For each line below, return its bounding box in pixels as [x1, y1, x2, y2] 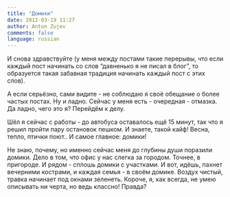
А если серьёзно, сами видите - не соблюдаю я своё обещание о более [7, 90, 220, 98]
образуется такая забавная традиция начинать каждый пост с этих [7, 70, 206, 78]
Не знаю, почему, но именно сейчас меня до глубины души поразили [7, 146, 213, 154]
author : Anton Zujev [7, 23, 67, 30]
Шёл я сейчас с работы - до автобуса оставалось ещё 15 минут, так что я [7, 118, 223, 126]
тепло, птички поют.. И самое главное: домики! [7, 132, 147, 141]
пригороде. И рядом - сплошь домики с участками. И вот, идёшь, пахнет [7, 160, 223, 169]
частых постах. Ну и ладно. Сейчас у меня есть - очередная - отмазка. [7, 97, 218, 105]
